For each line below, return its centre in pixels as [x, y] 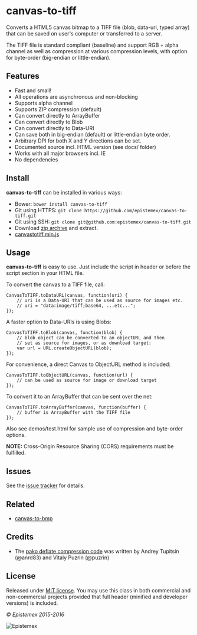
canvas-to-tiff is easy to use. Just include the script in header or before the [98, 267]
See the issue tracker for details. [46, 485]
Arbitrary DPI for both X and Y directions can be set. [78, 141]
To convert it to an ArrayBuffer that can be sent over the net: [80, 397]
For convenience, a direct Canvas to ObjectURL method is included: [88, 364]
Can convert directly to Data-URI [54, 128]
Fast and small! [33, 90]
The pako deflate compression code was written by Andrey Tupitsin [97, 551]
